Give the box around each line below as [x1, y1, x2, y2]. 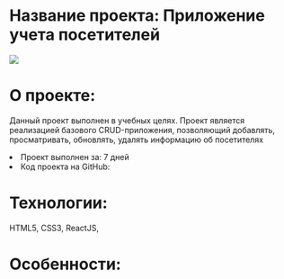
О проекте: [9, 85, 96, 106]
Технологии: [9, 193, 108, 213]
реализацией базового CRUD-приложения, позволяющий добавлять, [9, 124, 276, 135]
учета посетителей [9, 24, 160, 45]
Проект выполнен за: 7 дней [21, 151, 129, 162]
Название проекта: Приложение [9, 5, 265, 26]
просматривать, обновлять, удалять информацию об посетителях [9, 134, 263, 145]
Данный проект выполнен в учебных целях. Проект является [9, 114, 245, 126]
